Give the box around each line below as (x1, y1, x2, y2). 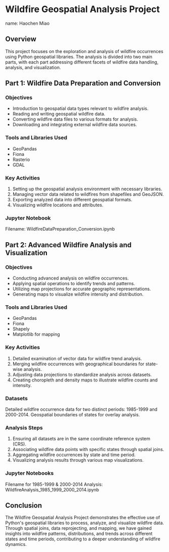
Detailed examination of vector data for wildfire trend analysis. (12, 355, 142, 361)
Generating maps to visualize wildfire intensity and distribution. (12, 291, 144, 297)
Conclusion (5, 501, 42, 510)
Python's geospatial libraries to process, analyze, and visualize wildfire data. (5, 520, 164, 526)
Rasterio (12, 156, 30, 162)
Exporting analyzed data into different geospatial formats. (12, 197, 133, 203)
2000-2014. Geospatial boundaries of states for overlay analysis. (5, 411, 140, 417)
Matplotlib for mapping (12, 332, 61, 338)
